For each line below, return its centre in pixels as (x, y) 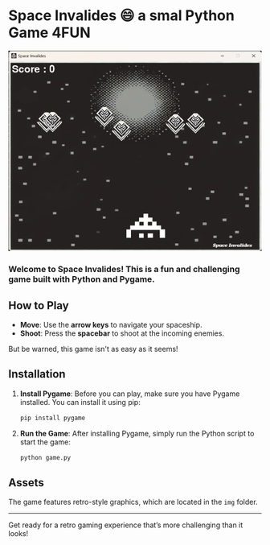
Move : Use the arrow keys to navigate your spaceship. (111, 324)
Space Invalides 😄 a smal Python (121, 16)
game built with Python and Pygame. (82, 279)
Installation (37, 374)
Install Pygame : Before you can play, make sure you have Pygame (130, 394)
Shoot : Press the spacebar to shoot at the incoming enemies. (122, 333)
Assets (26, 483)
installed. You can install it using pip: (80, 402)
